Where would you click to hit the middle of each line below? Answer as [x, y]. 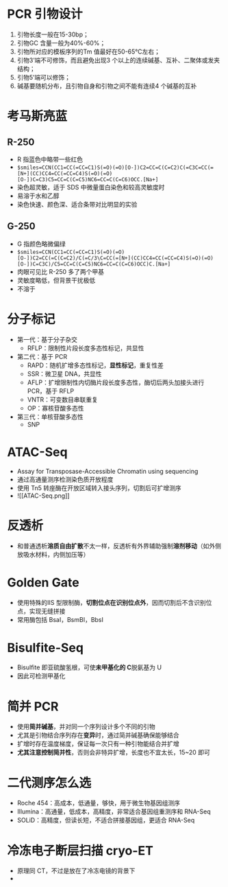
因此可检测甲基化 [41, 676]
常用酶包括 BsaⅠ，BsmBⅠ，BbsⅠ [60, 619]
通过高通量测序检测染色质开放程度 [65, 479]
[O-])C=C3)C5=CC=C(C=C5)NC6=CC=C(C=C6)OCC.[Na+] [88, 179]
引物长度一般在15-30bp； [53, 34]
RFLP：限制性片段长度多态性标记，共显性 [86, 348]
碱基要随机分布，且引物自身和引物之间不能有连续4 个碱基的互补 [107, 86]
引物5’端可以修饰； [43, 77]
